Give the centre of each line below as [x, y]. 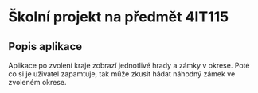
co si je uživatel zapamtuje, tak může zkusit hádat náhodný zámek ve [122, 74]
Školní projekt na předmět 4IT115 [119, 17]
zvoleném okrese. [37, 82]
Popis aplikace [45, 46]
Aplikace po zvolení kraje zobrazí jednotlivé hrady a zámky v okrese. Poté [129, 65]
